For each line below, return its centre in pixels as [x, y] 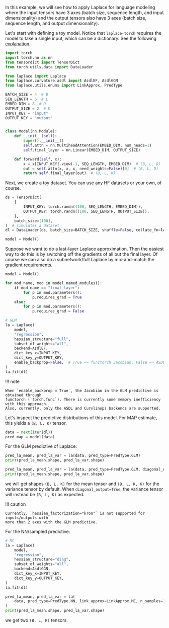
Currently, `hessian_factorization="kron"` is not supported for [75, 513]
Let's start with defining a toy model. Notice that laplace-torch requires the [83, 33]
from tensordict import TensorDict [43, 62]
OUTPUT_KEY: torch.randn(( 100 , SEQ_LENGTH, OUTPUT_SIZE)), [87, 211]
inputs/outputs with [27, 518]
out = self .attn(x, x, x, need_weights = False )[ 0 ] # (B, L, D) [91, 169]
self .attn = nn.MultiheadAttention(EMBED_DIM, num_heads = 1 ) [88, 145]
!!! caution [16, 504]
